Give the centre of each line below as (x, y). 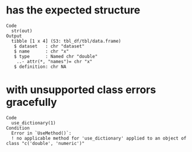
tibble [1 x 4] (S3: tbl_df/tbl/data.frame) (66, 41)
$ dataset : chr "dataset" (49, 46)
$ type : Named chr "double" (56, 56)
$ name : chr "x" (41, 51)
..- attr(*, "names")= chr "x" (55, 61)
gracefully (32, 102)
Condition (18, 128)
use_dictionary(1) (34, 123)
